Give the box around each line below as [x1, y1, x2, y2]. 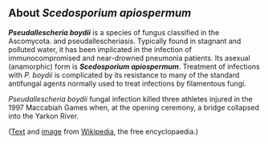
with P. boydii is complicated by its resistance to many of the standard [8, 70, 240, 79]
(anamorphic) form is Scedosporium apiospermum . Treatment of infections [8, 62, 261, 71]
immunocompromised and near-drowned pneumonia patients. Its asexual [8, 53, 250, 62]
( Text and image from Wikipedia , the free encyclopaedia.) [8, 126, 199, 136]
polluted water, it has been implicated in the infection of [8, 44, 193, 54]
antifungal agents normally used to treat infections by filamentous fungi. [8, 78, 246, 88]
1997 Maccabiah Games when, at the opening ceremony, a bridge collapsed [8, 102, 259, 112]
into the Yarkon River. [8, 111, 79, 121]
